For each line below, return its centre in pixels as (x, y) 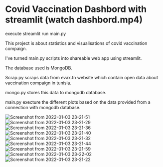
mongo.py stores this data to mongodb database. (56, 92)
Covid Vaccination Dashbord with (76, 9)
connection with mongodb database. (43, 107)
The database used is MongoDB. (39, 68)
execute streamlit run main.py (36, 33)
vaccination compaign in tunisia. (38, 83)
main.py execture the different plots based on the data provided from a (78, 102)
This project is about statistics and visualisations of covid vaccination (76, 43)
